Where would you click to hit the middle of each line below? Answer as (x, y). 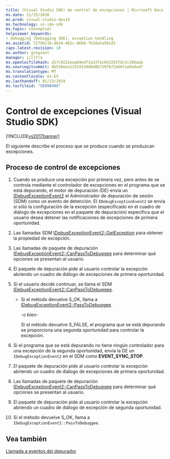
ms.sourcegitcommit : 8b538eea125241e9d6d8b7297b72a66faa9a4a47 (75, 67)
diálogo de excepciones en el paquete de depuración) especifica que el (89, 212)
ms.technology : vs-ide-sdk (34, 24)
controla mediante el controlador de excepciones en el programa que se (89, 185)
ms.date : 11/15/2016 (28, 15)
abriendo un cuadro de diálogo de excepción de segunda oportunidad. (88, 407)
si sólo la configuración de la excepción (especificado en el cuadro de (87, 207)
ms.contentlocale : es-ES (32, 76)
